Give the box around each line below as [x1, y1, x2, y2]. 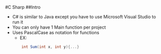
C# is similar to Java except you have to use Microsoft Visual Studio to [12, 14, 156, 19]
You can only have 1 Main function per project [12, 24, 106, 30]
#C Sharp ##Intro [5, 4, 41, 10]
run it [12, 19, 23, 25]
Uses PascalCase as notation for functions [12, 30, 100, 35]
